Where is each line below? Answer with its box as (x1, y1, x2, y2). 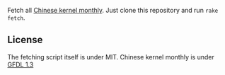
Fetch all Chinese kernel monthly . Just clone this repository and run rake (7, 6, 219, 14)
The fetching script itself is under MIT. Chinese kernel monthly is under (7, 52, 214, 61)
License (7, 34, 43, 46)
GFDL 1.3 (7, 60, 34, 69)
